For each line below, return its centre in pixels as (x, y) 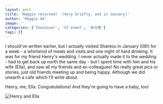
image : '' (15, 23)
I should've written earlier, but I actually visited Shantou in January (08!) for (81, 46)
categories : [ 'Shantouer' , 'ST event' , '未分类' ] (55, 28)
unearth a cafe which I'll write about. (42, 77)
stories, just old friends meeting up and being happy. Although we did (75, 72)
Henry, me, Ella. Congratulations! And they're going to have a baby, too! (77, 87)
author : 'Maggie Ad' (26, 19)
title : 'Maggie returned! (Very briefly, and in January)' (68, 14)
